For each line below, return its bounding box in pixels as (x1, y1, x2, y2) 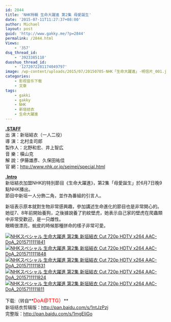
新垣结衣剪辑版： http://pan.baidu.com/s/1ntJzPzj (5, 304, 109, 310)
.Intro (5, 174, 17, 180)
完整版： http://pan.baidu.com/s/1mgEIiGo (5, 310, 93, 316)
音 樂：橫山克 (5, 151, 34, 157)
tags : (5, 88, 17, 93)
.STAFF (5, 125, 21, 131)
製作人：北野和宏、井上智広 (5, 144, 64, 150)
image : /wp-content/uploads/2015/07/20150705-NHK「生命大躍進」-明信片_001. (5, 69, 165, 74)
